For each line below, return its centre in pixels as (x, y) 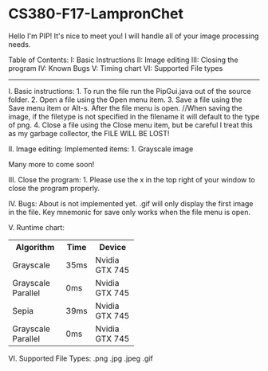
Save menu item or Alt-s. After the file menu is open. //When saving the (126, 107)
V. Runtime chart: (37, 227)
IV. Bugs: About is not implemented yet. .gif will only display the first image (131, 203)
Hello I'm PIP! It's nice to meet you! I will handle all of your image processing (134, 36)
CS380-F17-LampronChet (96, 14)
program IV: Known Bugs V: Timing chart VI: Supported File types (116, 68)
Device (113, 247)
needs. (20, 44)
